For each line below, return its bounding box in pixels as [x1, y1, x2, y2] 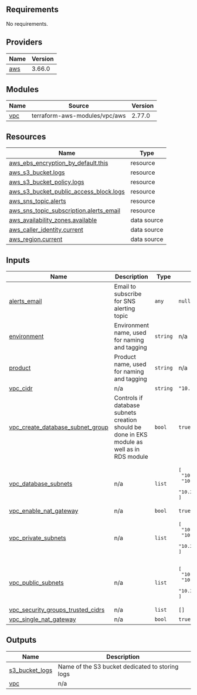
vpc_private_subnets [9, 534, 66, 542]
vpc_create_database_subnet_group [9, 423, 108, 432]
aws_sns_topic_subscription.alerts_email [9, 206, 121, 215]
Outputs [6, 635, 37, 645]
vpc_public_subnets [9, 579, 64, 587]
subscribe [114, 290, 142, 298]
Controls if [114, 394, 143, 402]
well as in [114, 445, 140, 453]
